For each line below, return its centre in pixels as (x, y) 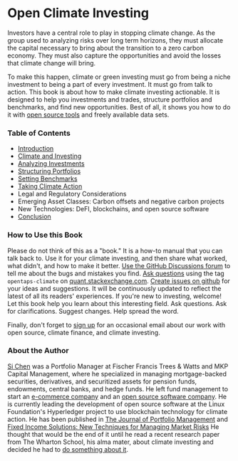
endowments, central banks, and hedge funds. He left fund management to (118, 388)
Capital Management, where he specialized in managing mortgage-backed (117, 373)
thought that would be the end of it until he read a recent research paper (114, 434)
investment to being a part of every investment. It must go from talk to (110, 84)
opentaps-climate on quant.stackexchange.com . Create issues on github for (119, 281)
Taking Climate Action (50, 186)
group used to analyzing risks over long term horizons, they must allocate (115, 40)
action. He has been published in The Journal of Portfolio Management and (118, 419)
